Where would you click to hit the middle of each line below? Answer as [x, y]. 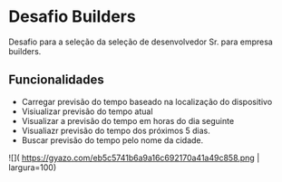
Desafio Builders [73, 17]
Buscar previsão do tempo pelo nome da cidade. [112, 140]
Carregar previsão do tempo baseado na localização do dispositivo [147, 101]
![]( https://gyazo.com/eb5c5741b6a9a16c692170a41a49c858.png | [134, 158]
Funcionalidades [57, 80]
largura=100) [33, 167]
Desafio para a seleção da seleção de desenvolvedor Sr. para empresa [141, 42]
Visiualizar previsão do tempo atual [87, 111]
